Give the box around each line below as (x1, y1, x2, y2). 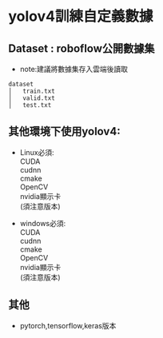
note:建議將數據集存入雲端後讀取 (19, 65, 129, 74)
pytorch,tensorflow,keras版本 (19, 320, 117, 330)
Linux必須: (19, 147, 54, 157)
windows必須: (19, 218, 66, 228)
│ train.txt (8, 87, 56, 95)
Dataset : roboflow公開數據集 (8, 42, 155, 55)
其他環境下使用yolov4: (8, 125, 121, 138)
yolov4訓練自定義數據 (8, 7, 153, 26)
